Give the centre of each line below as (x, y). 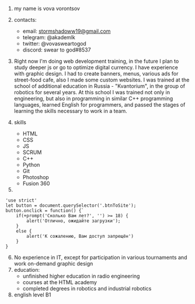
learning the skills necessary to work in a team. (71, 111)
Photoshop (36, 177)
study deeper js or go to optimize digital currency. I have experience (96, 67)
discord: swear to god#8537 (57, 50)
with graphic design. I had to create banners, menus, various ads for (96, 74)
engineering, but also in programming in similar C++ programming (93, 98)
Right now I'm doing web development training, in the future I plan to (96, 61)
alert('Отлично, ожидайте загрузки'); (74, 221)
